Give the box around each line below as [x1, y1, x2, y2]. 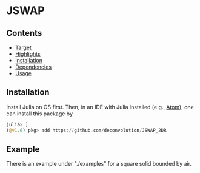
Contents [6, 28, 42, 38]
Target [15, 44, 32, 51]
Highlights [15, 50, 41, 58]
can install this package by [6, 110, 73, 117]
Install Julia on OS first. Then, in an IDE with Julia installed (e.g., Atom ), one [6, 103, 194, 110]
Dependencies [15, 63, 52, 70]
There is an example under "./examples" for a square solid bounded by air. [6, 160, 192, 168]
